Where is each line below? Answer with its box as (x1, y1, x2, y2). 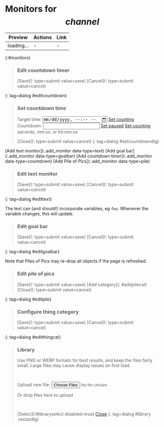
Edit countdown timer (17, 67, 70, 74)
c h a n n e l (65, 16, 99, 27)
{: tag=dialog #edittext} (5, 196, 52, 202)
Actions (33, 34, 52, 41)
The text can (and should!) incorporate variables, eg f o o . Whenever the (5, 206, 149, 212)
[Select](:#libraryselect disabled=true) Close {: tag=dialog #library (17, 411, 151, 417)
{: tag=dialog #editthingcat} (5, 334, 61, 340)
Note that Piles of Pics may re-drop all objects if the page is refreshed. (5, 258, 147, 264)
